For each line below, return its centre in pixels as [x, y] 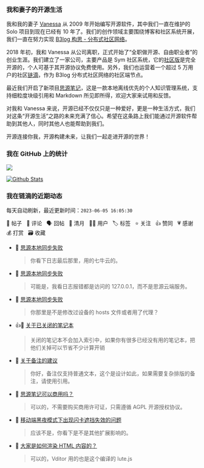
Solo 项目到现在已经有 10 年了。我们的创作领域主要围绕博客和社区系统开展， [102, 32]
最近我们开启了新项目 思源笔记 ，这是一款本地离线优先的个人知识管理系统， [99, 88]
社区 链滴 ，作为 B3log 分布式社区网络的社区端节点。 [82, 75]
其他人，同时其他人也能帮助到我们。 [62, 124]
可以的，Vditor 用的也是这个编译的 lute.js [81, 458]
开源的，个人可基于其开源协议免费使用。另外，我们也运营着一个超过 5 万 [97, 68]
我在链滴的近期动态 [34, 196]
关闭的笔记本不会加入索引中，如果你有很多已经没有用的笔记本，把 [113, 340]
